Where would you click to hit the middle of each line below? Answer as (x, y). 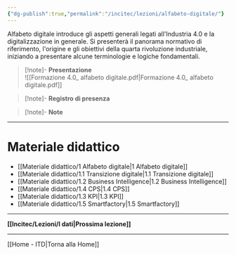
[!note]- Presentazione (58, 70)
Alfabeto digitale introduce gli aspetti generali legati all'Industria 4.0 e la (111, 34)
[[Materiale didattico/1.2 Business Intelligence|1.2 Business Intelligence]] (122, 181)
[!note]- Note (44, 112)
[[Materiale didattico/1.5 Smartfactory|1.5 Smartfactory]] (98, 204)
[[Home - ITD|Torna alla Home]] (53, 244)
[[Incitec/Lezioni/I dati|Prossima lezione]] (69, 224)
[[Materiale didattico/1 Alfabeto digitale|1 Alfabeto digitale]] (103, 166)
